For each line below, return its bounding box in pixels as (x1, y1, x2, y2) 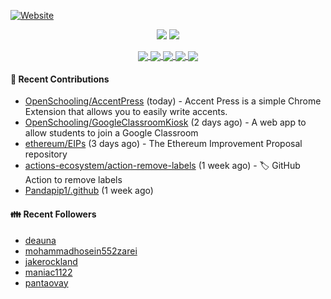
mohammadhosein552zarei (24, 245, 138, 257)
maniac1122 (24, 266, 73, 278)
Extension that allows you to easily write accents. (24, 106, 228, 118)
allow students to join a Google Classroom (24, 127, 199, 139)
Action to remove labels (24, 174, 123, 186)
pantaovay (24, 276, 69, 289)
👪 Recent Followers (10, 208, 97, 220)
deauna (24, 234, 57, 246)
